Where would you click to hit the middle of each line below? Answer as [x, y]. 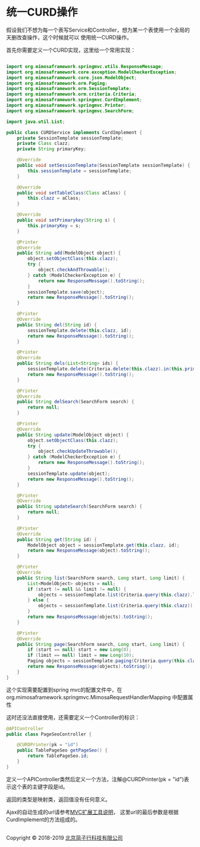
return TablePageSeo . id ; [58, 756]
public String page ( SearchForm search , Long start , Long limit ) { [101, 644]
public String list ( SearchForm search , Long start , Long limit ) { [101, 578]
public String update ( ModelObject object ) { [73, 435]
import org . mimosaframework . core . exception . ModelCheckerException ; [92, 72]
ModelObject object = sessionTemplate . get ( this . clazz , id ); [104, 545]
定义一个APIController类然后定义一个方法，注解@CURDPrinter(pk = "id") [95, 779]
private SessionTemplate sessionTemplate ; [70, 138]
